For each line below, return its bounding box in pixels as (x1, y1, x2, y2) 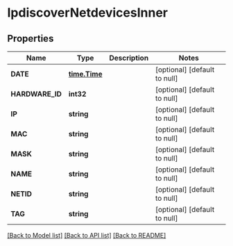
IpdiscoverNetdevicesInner (7, 5, 169, 21)
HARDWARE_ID (10, 89, 62, 99)
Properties (7, 33, 54, 44)
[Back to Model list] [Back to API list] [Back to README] (7, 231, 166, 239)
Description (109, 54, 149, 63)
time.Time (68, 69, 103, 79)
